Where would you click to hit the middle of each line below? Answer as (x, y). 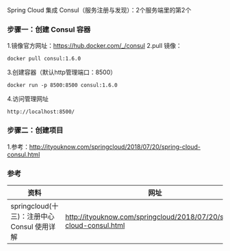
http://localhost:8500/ (41, 112)
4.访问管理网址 (28, 99)
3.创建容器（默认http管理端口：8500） (62, 72)
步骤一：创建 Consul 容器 (49, 29)
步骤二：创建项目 (35, 130)
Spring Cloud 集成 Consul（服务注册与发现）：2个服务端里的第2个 (99, 10)
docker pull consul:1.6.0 (44, 59)
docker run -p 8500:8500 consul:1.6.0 (62, 85)
